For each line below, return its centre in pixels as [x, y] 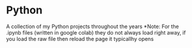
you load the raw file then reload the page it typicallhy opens [80, 39]
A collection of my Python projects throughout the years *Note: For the [92, 26]
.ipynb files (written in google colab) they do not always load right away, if [96, 32]
